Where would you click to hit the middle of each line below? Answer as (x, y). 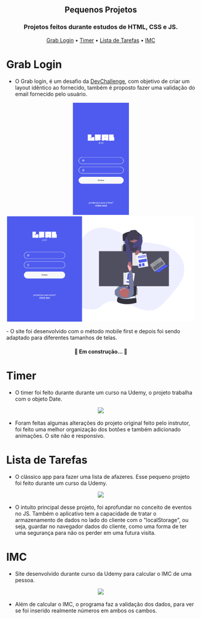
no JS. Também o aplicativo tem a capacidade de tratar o (86, 513)
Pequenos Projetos (101, 10)
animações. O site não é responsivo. (60, 436)
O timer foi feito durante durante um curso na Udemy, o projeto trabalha (103, 392)
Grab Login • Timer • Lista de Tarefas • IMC (101, 40)
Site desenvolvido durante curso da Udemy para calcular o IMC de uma (103, 573)
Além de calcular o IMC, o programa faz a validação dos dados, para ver (104, 604)
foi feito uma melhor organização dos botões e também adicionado (98, 429)
